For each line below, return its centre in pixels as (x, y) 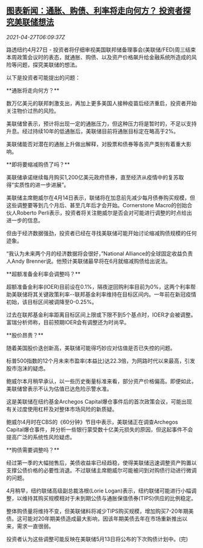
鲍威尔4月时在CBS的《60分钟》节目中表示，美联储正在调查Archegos (92, 422)
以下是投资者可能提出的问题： (43, 77)
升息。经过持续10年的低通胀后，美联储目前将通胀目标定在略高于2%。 (93, 131)
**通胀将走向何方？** (33, 90)
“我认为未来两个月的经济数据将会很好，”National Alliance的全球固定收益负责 (100, 253)
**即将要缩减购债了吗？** (38, 164)
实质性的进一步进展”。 (42, 185)
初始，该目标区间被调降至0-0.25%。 (52, 301)
